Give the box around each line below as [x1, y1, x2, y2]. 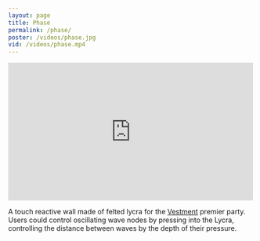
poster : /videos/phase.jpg [8, 33, 96, 42]
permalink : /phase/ [8, 26, 72, 34]
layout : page [8, 11, 51, 20]
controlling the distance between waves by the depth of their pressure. [8, 224, 237, 233]
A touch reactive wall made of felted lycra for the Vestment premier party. [8, 207, 246, 217]
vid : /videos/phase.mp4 [8, 41, 86, 49]
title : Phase [8, 19, 51, 27]
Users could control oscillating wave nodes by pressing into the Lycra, [8, 215, 235, 225]
